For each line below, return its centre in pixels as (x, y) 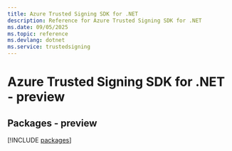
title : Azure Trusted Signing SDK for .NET (73, 14)
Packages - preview (52, 123)
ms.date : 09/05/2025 (38, 27)
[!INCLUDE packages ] (39, 140)
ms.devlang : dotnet (36, 40)
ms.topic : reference (38, 34)
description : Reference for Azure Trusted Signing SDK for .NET (105, 21)
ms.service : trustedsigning (49, 47)
